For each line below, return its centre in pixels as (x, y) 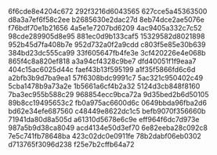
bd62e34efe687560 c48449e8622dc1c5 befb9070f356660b (107, 111)
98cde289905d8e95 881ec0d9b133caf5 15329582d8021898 (107, 36)
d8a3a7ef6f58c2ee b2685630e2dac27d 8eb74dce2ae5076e (107, 20)
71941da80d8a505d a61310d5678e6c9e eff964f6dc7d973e (104, 119)
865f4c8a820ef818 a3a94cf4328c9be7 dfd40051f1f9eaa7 (102, 61)
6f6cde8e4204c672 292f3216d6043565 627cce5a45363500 (108, 11)
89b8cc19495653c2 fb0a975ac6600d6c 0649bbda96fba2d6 (108, 103)
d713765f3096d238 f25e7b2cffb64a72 (71, 144)
